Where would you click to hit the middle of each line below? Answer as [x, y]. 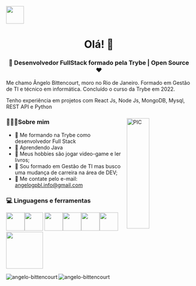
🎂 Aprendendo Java [39, 147]
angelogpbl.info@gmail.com [49, 185]
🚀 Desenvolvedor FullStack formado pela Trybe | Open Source [99, 63]
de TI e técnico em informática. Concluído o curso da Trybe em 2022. [91, 89]
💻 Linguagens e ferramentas [49, 201]
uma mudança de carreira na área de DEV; [66, 172]
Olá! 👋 [99, 44]
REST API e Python [29, 107]
